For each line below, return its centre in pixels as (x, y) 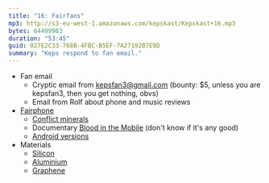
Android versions (60, 136)
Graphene (49, 171)
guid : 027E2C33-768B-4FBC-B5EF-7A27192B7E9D (84, 46)
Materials (35, 145)
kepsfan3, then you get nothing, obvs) (95, 93)
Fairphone (37, 110)
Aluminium (50, 162)
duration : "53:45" (39, 38)
